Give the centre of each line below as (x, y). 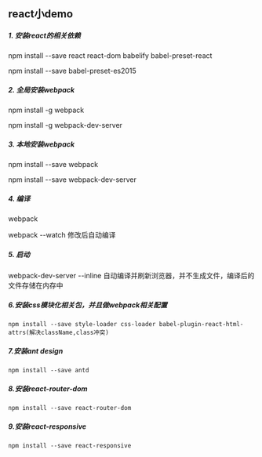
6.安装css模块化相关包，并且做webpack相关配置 (88, 305)
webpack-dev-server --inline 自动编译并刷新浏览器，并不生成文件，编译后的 (131, 276)
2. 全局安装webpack (42, 89)
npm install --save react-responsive (70, 446)
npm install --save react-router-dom (70, 408)
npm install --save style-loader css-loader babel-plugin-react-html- (126, 325)
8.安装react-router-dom (48, 388)
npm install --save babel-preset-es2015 (73, 71)
